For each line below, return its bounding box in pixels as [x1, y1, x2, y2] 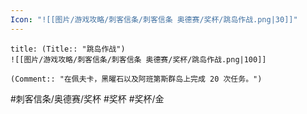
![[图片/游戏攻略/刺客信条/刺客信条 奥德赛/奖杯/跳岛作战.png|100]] [10, 54, 267, 65]
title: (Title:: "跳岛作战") [10, 44, 126, 54]
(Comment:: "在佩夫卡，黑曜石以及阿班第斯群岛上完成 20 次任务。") [10, 74, 263, 84]
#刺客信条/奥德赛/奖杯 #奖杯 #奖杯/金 [10, 92, 165, 105]
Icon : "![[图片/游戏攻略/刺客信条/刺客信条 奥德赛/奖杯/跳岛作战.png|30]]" [10, 14, 298, 25]
